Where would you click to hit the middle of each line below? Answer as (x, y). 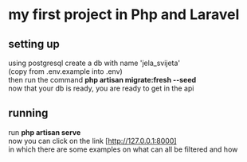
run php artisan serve (45, 132)
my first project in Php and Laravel (124, 15)
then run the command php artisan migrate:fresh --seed (102, 80)
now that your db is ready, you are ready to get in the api (101, 88)
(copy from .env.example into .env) (66, 71)
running (28, 113)
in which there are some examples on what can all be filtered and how (123, 149)
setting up (34, 44)
